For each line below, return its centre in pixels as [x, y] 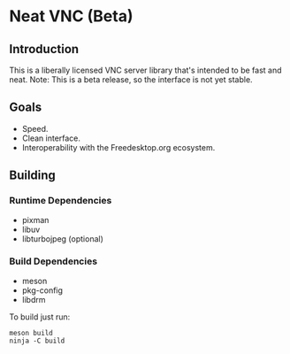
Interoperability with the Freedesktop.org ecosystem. [118, 147]
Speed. [35, 128]
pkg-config [42, 290]
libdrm [34, 299]
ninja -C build [37, 341]
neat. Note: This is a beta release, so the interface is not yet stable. [131, 80]
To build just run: [40, 317]
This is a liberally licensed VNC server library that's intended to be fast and [145, 70]
